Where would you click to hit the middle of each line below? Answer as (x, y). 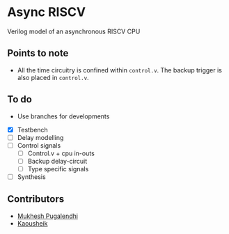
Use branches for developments (63, 116)
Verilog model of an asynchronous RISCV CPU (74, 31)
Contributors (36, 199)
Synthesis (32, 177)
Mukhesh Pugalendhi (48, 216)
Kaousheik (32, 223)
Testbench (33, 130)
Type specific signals (58, 169)
